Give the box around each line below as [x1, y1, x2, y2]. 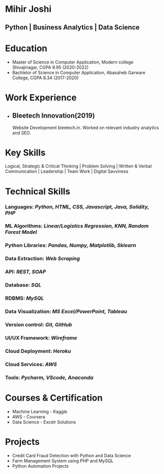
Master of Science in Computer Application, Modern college [12, 59, 134, 65]
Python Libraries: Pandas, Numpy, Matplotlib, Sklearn [5, 242, 136, 249]
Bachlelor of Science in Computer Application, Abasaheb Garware [12, 69, 146, 75]
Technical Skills [5, 186, 70, 197]
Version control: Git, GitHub [5, 321, 72, 328]
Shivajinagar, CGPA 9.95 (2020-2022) [12, 64, 89, 70]
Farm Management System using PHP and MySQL [12, 458, 114, 464]
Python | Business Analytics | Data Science [5, 23, 140, 32]
